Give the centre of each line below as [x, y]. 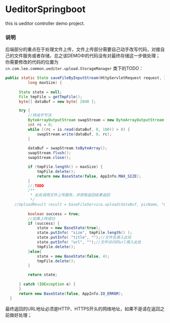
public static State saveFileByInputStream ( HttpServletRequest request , [83, 78]
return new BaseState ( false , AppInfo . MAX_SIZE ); [89, 176]
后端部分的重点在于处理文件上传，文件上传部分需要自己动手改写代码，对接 [83, 50]
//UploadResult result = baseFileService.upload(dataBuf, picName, [87, 205]
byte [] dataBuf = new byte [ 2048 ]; [57, 102]
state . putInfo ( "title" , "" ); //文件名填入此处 [84, 237]
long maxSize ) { [45, 83]
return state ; [42, 275]
